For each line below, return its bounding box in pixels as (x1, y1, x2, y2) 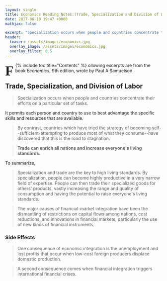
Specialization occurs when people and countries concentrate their (17, 95, 155, 101)
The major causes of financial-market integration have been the (17, 206, 148, 212)
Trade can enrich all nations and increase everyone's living (17, 145, 142, 151)
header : (5, 35, 21, 40)
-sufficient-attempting (17, 130, 63, 136)
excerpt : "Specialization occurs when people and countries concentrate (5, 30, 159, 35)
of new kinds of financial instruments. (17, 222, 94, 228)
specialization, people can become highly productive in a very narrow (17, 175, 161, 181)
